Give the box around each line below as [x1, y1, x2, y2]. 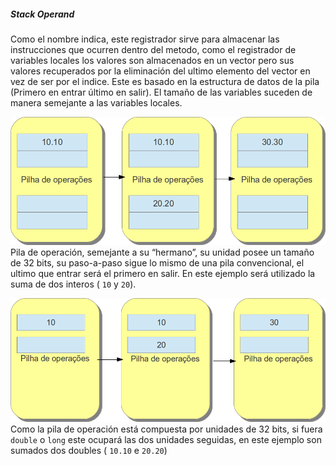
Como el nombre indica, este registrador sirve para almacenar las [10, 33, 280, 45]
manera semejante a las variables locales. [10, 96, 183, 109]
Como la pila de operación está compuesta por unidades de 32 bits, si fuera [10, 423, 323, 435]
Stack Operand [10, 8, 75, 20]
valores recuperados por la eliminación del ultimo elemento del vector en [10, 65, 311, 77]
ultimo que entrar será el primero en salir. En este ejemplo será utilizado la [10, 267, 316, 279]
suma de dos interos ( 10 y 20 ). [10, 278, 137, 290]
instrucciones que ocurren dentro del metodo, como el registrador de [10, 43, 297, 55]
